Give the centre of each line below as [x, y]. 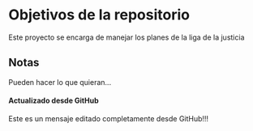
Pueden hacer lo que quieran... [60, 82]
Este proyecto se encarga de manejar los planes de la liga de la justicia [126, 37]
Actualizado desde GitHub [54, 101]
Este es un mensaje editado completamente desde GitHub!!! [109, 118]
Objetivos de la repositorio [99, 15]
